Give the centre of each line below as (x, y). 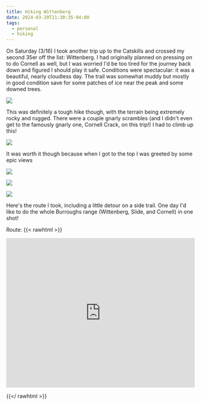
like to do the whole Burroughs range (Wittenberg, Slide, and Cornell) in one (100, 212)
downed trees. (24, 89)
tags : (13, 23)
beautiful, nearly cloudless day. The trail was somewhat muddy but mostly (98, 77)
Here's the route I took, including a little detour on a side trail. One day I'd (96, 205)
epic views (19, 160)
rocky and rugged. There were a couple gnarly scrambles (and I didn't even (99, 118)
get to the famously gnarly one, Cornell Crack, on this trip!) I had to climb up (100, 125)
